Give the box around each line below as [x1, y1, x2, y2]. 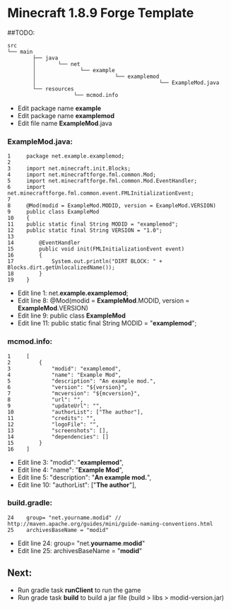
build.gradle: [7, 498, 53, 508]
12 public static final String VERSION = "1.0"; [7, 227, 162, 234]
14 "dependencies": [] [7, 433, 109, 440]
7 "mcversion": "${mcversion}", [7, 390, 141, 397]
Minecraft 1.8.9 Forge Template [7, 5, 194, 21]
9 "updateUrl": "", [7, 402, 102, 410]
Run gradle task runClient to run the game [17, 586, 141, 594]
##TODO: [7, 28, 35, 37]
